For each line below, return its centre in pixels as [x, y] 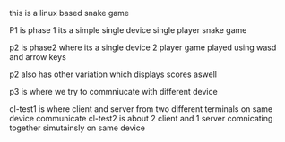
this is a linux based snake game [69, 13]
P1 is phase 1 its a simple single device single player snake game [128, 30]
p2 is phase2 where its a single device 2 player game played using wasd [143, 47]
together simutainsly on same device [78, 128]
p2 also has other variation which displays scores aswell [113, 74]
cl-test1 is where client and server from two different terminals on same [141, 109]
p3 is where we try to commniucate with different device [113, 92]
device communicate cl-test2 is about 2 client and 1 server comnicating [141, 118]
